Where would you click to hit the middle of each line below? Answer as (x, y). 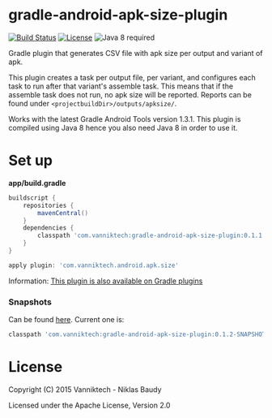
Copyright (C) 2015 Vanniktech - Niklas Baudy (85, 389)
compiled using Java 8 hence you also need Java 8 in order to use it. (123, 127)
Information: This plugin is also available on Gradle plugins (106, 281)
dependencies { (49, 228)
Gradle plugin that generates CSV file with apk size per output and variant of (136, 53)
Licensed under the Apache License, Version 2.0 (89, 405)
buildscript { (32, 198)
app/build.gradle (37, 183)
